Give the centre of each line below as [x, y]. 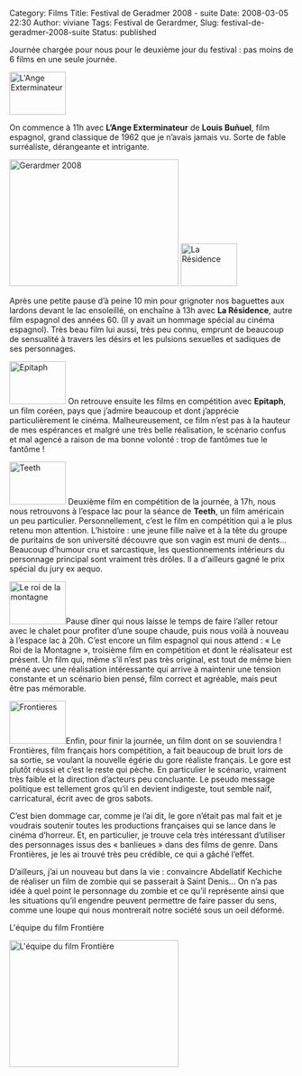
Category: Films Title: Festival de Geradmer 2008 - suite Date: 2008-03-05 [149, 13]
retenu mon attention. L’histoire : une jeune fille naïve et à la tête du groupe [148, 530]
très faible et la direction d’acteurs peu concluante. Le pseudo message [142, 779]
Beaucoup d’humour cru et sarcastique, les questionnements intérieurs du [147, 549]
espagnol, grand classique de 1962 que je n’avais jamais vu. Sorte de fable [148, 137]
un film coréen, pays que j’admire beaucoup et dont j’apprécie [124, 411]
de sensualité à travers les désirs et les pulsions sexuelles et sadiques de [145, 339]
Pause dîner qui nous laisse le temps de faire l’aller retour [172, 621]
